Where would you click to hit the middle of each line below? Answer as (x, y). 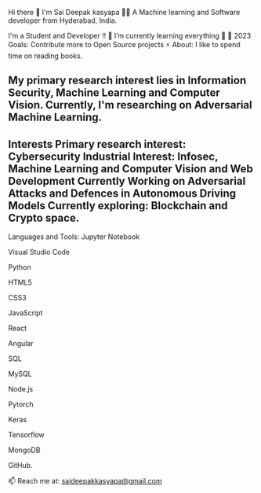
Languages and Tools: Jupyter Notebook (74, 237)
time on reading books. (45, 56)
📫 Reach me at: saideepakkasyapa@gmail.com (85, 481)
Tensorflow (26, 435)
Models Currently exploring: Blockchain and (118, 206)
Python (20, 267)
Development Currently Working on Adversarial (127, 181)
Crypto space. (44, 217)
